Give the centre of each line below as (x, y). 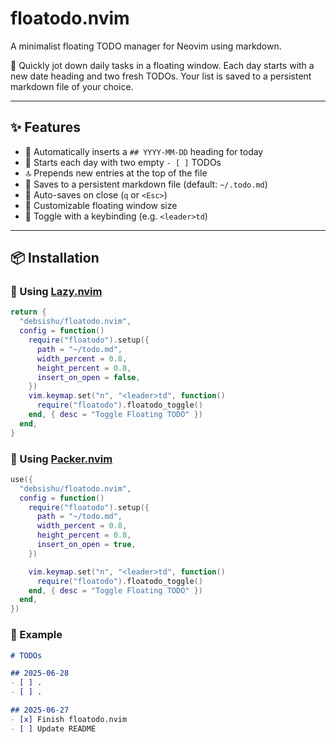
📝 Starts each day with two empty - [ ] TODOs (123, 162)
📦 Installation (55, 258)
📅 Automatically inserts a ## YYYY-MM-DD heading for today (144, 151)
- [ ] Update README (53, 728)
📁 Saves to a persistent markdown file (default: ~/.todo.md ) (146, 184)
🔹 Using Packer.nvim (61, 459)
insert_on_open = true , (86, 545)
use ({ (21, 479)
